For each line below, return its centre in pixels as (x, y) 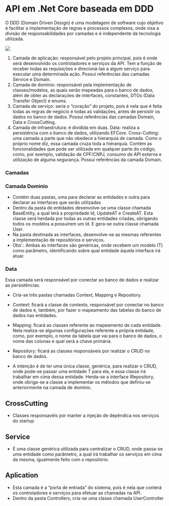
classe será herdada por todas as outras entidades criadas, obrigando (85, 219)
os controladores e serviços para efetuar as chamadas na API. (77, 493)
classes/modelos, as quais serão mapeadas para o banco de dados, (83, 90)
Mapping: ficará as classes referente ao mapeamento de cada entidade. (87, 325)
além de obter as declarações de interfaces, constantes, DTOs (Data (83, 95)
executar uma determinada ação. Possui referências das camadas (81, 74)
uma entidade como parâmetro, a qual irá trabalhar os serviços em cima (87, 454)
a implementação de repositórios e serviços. (59, 240)
